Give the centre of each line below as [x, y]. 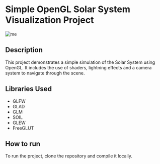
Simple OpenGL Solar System [68, 9]
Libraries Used [28, 89]
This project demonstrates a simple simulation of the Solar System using [80, 62]
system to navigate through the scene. [45, 73]
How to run [23, 143]
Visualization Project [50, 20]
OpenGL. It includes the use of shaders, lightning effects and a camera [78, 67]
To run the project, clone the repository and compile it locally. [69, 156]
